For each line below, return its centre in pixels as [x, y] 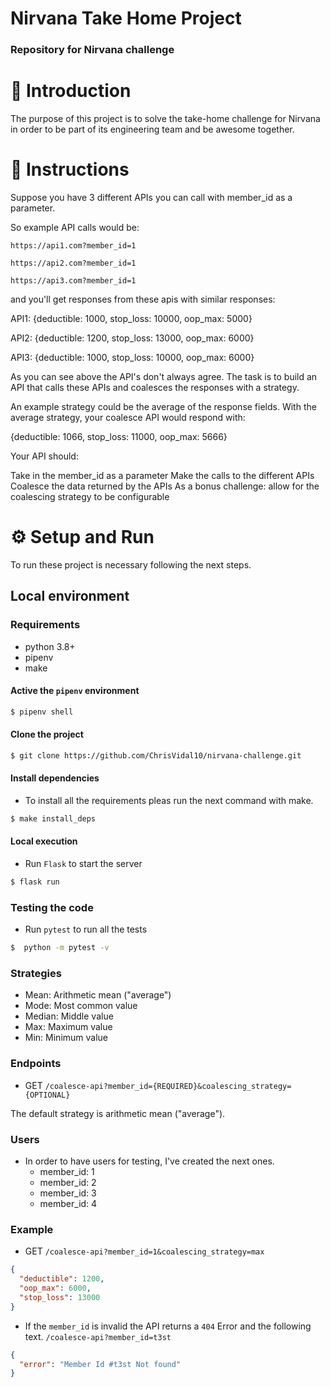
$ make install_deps [53, 818]
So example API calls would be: [75, 227]
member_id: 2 [68, 1182]
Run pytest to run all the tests [86, 929]
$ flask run [35, 882]
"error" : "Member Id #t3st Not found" [100, 1364]
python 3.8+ [50, 646]
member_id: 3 [68, 1193]
